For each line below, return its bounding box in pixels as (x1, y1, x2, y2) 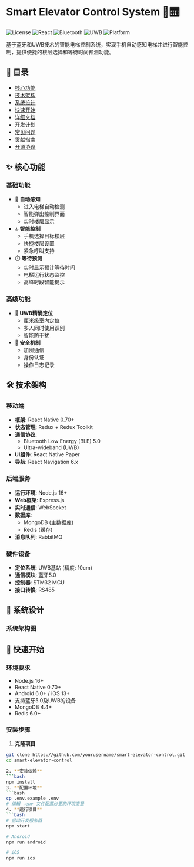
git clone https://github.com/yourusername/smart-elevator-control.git (6, 752, 185, 758)
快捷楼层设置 (23, 240, 55, 247)
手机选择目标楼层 (23, 233, 65, 240)
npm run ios (6, 855, 35, 861)
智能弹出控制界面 (23, 211, 65, 218)
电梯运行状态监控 (23, 271, 65, 279)
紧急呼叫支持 (23, 247, 55, 254)
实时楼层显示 (23, 218, 55, 225)
